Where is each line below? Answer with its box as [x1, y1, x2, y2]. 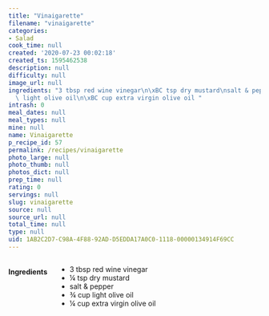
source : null [8, 205, 52, 213]
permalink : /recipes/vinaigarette [8, 146, 124, 154]
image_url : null [8, 79, 62, 87]
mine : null [8, 124, 45, 132]
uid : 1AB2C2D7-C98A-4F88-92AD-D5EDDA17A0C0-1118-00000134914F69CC [8, 236, 235, 244]
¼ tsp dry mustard [69, 273, 130, 282]
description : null [8, 64, 70, 72]
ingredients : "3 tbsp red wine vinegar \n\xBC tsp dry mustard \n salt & [8, 86, 249, 95]
